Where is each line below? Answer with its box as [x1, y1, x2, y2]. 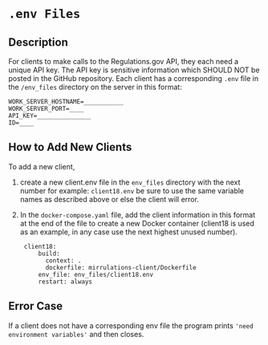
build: [38, 250, 60, 258]
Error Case [8, 299, 63, 313]
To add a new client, [8, 161, 75, 171]
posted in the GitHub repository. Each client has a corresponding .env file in [8, 74, 259, 83]
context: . [45, 256, 82, 265]
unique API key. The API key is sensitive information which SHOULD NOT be [8, 65, 260, 75]
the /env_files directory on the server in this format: [8, 83, 182, 91]
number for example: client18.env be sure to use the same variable [19, 185, 245, 195]
